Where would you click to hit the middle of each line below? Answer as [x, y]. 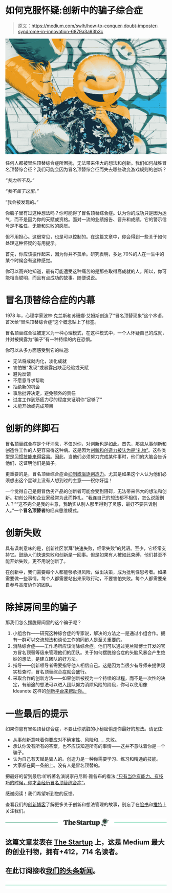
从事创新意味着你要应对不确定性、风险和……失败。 [66, 740]
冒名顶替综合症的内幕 [50, 300]
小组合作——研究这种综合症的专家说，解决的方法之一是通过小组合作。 [87, 633]
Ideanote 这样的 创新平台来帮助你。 [50, 691]
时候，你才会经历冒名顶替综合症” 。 [51, 783]
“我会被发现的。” [22, 202]
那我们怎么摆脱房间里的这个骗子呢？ [44, 622]
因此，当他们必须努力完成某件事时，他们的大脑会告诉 [111, 457]
